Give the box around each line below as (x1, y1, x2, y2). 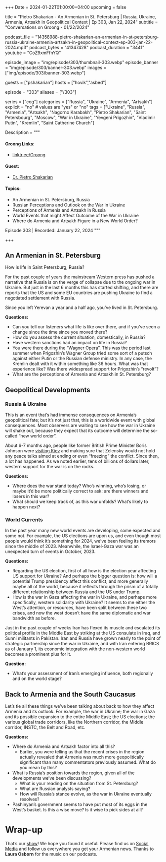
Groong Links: (5, 141, 35, 147)
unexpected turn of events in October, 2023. (5, 549, 96, 554)
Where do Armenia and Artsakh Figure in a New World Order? (12, 218, 138, 224)
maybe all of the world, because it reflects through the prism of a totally (12, 584, 159, 590)
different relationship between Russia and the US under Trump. (12, 589, 141, 595)
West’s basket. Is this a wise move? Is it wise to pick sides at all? (12, 807, 143, 813)
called (5, 433, 18, 439)
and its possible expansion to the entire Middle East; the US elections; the (5, 714, 155, 720)
